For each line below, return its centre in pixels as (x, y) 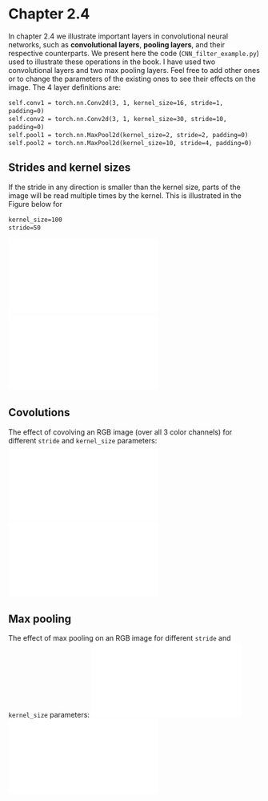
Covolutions (39, 413)
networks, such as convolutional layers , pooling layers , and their (117, 44)
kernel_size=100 (35, 220)
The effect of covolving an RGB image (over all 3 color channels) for (120, 432)
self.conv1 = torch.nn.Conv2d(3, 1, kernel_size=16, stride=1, (116, 103)
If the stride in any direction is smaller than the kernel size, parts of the (125, 187)
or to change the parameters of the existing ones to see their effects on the (132, 79)
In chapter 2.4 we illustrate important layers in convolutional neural (118, 36)
